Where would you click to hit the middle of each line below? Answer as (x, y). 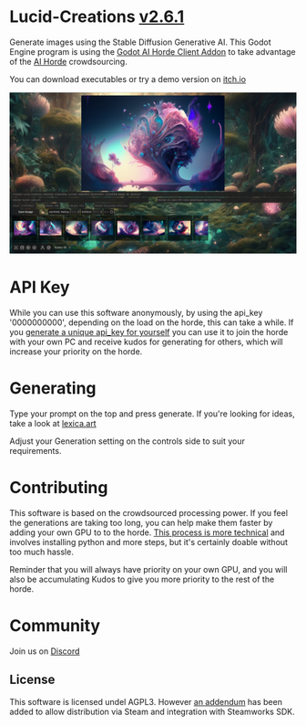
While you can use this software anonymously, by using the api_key (136, 312)
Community (55, 625)
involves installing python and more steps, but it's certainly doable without (149, 542)
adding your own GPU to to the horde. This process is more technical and (147, 532)
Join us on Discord (45, 651)
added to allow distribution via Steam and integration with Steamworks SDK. (152, 711)
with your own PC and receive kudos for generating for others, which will (147, 342)
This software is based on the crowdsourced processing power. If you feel (149, 512)
